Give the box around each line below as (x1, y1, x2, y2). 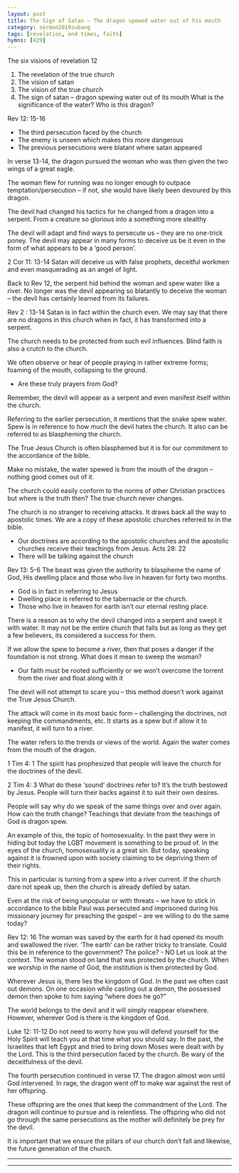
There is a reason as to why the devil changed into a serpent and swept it (7, 616, 223, 625)
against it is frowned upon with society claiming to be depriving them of (7, 854, 218, 862)
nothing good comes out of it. (7, 473, 95, 481)
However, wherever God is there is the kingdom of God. (7, 1013, 171, 1022)
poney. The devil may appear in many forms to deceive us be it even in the (7, 236, 226, 245)
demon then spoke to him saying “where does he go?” (7, 992, 166, 1001)
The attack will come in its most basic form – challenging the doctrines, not (7, 709, 228, 718)
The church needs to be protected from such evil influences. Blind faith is (7, 337, 223, 345)
